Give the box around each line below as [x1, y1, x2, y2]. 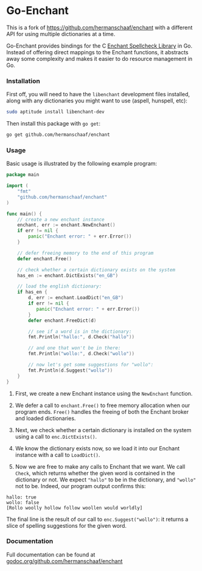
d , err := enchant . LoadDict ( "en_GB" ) [28, 295, 124, 301]
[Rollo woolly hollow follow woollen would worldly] [6, 505, 143, 511]
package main [6, 172, 40, 178]
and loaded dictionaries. [15, 414, 76, 422]
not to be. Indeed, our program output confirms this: [15, 482, 146, 489]
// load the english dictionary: [17, 283, 102, 289]
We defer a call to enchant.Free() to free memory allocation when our [15, 402, 190, 409]
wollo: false [6, 499, 40, 506]
